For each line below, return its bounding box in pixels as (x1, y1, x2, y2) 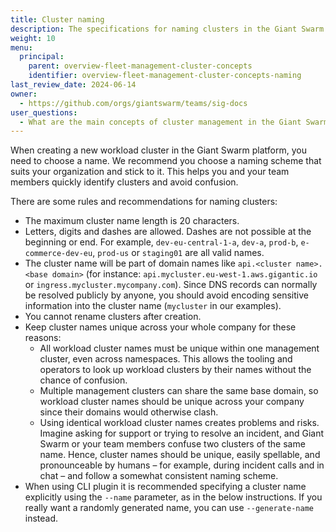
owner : (10, 89, 38, 99)
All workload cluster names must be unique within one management (39, 342, 320, 355)
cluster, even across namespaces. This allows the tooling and (39, 353, 293, 365)
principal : (19, 52, 65, 62)
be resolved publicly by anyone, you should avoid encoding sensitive (24, 289, 309, 301)
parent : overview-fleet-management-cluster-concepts (28, 61, 253, 71)
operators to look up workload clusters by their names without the (39, 364, 312, 376)
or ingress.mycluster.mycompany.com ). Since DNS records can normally (24, 279, 318, 291)
